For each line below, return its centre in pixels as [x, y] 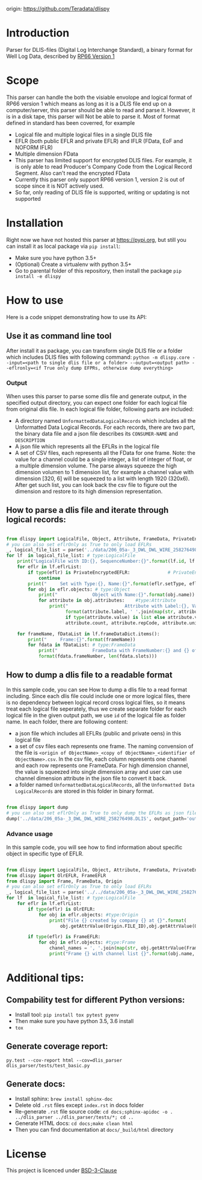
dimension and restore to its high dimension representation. [89, 491]
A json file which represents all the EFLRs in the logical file [87, 446]
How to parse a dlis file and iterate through [87, 510]
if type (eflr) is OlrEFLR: [62, 909]
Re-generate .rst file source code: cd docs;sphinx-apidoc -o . [94, 1111]
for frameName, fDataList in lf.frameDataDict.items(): [89, 634]
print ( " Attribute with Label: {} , [119, 606]
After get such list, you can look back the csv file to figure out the [96, 484]
